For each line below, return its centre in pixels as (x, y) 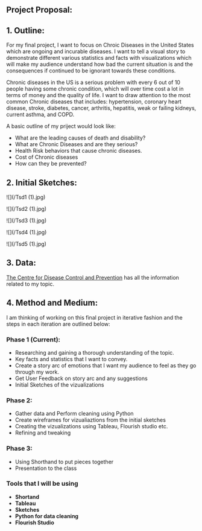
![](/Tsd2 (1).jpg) (27, 209)
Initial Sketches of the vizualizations (59, 385)
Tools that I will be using (42, 484)
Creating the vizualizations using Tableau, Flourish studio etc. (91, 426)
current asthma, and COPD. (40, 115)
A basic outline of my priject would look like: (61, 126)
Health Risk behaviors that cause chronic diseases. (78, 151)
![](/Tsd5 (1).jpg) (27, 244)
